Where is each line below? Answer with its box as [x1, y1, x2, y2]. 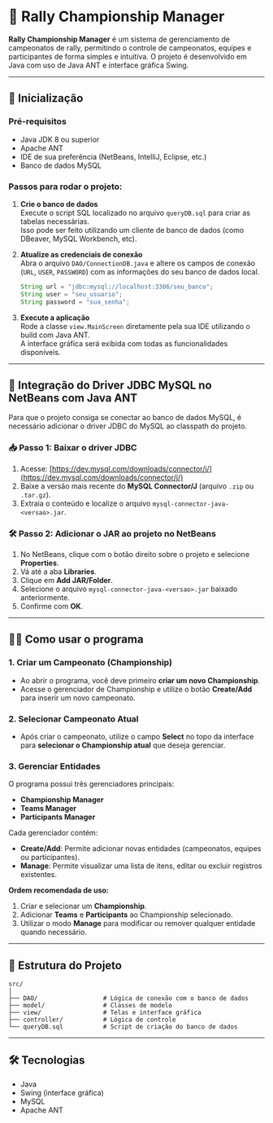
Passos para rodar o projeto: [8, 181, 123, 192]
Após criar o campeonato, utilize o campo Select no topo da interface [19, 731, 254, 741]
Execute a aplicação [19, 313, 90, 322]
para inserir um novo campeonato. [19, 692, 136, 703]
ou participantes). [19, 853, 80, 862]
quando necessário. [19, 928, 88, 937]
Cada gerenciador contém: [8, 828, 98, 838]
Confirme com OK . [19, 601, 84, 611]
